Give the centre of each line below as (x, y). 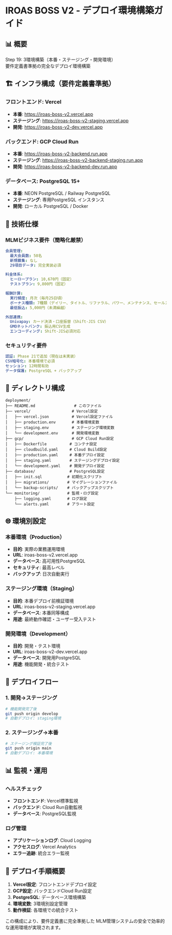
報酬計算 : (14, 294)
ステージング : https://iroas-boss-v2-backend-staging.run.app (78, 160)
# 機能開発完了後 (21, 709)
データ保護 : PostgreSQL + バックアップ (44, 371)
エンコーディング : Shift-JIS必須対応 (45, 331)
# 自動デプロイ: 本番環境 (29, 753)
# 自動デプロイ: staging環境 (33, 718)
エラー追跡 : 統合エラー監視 (41, 853)
